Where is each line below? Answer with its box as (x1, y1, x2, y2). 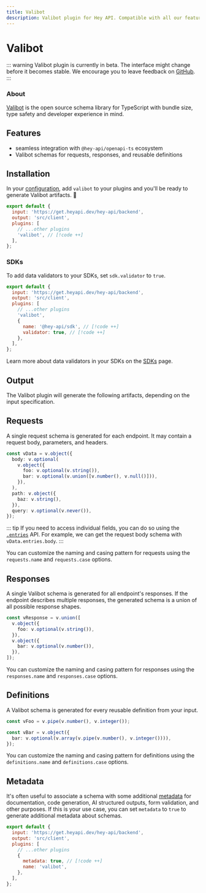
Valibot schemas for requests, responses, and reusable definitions (15, 151, 183, 158)
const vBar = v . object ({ (6, 729, 70, 735)
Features (6, 128, 41, 139)
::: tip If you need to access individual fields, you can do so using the (6, 524, 180, 532)
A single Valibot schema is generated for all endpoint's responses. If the (6, 590, 188, 597)
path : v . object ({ (12, 490, 56, 497)
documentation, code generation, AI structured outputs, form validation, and (6, 799, 199, 806)
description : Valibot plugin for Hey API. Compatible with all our (6, 15, 183, 21)
